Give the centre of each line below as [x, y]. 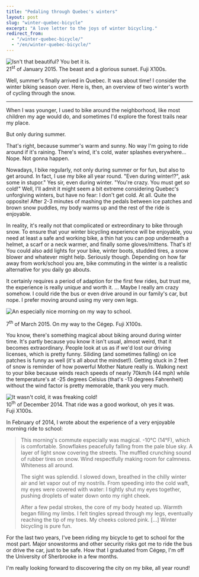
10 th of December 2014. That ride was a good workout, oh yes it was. [90, 404]
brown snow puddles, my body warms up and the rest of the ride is [88, 208]
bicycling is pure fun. [46, 526]
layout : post [22, 17]
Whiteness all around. [47, 465]
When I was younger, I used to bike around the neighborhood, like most [93, 110]
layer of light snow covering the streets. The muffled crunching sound [106, 452]
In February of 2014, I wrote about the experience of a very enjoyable [91, 422]
